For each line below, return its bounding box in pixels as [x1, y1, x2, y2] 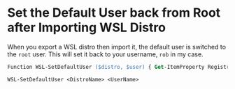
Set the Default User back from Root [7, 5, 221, 21]
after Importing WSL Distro [7, 19, 166, 35]
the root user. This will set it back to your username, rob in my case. [7, 50, 204, 58]
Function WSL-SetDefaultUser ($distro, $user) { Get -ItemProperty [7, 63, 205, 70]
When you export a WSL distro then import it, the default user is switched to [7, 42, 226, 51]
